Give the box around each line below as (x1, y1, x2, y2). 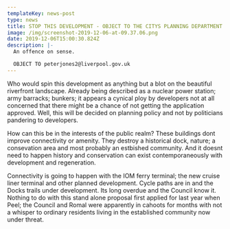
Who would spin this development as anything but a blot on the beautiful (7, 80, 212, 88)
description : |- (7, 42, 54, 49)
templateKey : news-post (7, 10, 76, 17)
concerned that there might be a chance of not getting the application (7, 101, 205, 110)
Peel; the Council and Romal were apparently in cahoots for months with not (7, 200, 222, 209)
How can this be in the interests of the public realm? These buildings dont (7, 129, 216, 137)
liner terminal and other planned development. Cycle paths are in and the (7, 179, 214, 187)
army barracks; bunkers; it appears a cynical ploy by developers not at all (7, 94, 215, 102)
